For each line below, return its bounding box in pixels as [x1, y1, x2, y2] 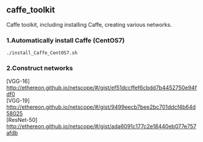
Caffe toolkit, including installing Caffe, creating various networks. [6, 21, 172, 28]
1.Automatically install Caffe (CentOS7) [6, 36, 125, 44]
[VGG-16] [6, 78, 30, 85]
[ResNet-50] [6, 117, 38, 124]
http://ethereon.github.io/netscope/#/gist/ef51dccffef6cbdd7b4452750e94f [6, 84, 197, 92]
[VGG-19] [6, 97, 30, 104]
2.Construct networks [6, 64, 73, 72]
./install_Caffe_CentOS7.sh [6, 50, 78, 56]
